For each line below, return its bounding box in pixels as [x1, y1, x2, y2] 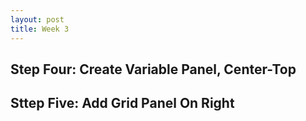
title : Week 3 [10, 24, 70, 34]
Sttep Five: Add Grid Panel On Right [10, 95, 235, 112]
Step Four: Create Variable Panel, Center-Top [10, 61, 297, 78]
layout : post [10, 14, 65, 25]
